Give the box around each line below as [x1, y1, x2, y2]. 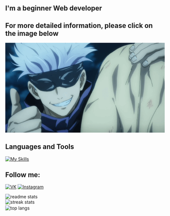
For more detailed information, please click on [5, 21, 153, 30]
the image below [5, 29, 59, 37]
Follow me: [5, 170, 40, 179]
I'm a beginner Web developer [5, 4, 102, 13]
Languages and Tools [5, 143, 74, 151]
